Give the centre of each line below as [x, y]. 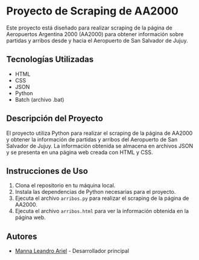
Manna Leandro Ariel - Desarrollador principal [72, 251]
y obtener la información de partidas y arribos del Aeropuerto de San [92, 139]
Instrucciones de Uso [47, 171]
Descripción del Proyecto [55, 119]
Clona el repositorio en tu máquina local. [65, 185]
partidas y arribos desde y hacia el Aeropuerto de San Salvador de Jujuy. [97, 40]
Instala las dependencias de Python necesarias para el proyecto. [95, 192]
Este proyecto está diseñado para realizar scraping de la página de [90, 28]
